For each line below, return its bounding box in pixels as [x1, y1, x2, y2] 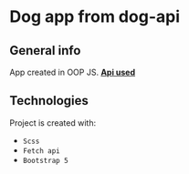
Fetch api [22, 146, 61, 156]
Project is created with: [9, 117, 97, 128]
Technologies [9, 93, 89, 108]
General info [9, 43, 81, 58]
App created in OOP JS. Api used [9, 67, 135, 77]
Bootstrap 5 [22, 156, 68, 165]
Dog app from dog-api [9, 6, 181, 27]
